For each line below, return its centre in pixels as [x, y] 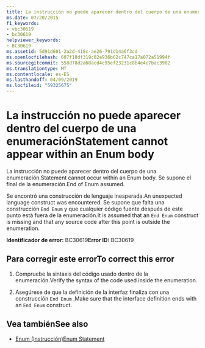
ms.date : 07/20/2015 [33, 18]
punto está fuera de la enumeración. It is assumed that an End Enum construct [103, 215]
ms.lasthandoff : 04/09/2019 [42, 80]
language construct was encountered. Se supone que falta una [85, 202]
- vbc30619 [20, 29]
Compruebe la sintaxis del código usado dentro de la [81, 274]
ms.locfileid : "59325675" [39, 86]
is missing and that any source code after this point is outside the [88, 221]
